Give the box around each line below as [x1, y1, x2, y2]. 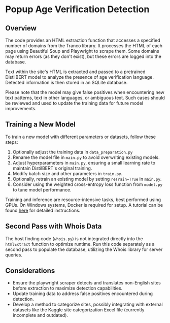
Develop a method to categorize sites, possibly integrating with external [12, 301, 163, 308]
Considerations [5, 267, 55, 275]
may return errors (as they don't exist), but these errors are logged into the [5, 53, 161, 59]
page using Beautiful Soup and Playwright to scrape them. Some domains [5, 48, 159, 54]
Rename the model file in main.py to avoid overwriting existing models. [12, 154, 160, 160]
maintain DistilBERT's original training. [12, 165, 92, 171]
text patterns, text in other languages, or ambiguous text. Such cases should [5, 95, 165, 101]
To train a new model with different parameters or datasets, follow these [5, 134, 156, 140]
